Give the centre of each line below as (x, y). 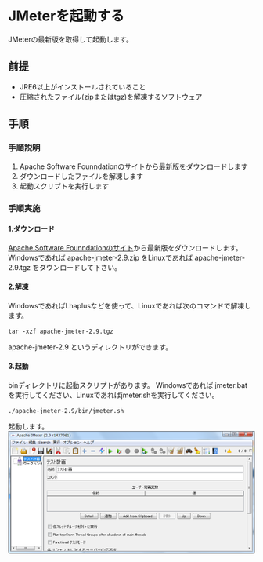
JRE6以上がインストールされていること (83, 86)
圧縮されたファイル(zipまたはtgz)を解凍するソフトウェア (111, 97)
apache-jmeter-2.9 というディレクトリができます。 (90, 347)
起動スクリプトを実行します (64, 186)
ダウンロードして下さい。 (80, 267)
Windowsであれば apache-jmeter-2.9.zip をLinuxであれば (101, 257)
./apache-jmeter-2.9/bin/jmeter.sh (66, 411)
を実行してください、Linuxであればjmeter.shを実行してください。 (113, 395)
